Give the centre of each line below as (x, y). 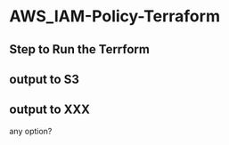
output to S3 (45, 79)
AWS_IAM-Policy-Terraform (115, 16)
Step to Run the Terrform (79, 49)
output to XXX (50, 110)
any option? (31, 131)
